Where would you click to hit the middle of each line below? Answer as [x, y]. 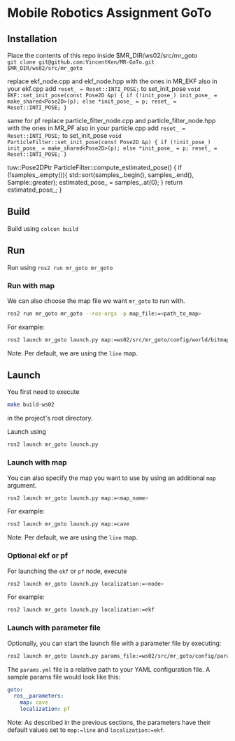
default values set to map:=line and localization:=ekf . [86, 730]
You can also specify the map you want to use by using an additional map [112, 478]
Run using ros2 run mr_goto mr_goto [60, 267]
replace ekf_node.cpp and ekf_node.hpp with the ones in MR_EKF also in [112, 81]
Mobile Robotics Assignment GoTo [109, 13]
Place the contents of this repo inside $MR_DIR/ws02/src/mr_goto [102, 55]
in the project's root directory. [50, 418]
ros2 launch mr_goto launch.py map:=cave [69, 524]
